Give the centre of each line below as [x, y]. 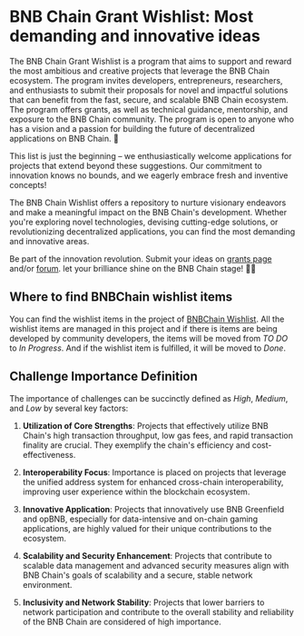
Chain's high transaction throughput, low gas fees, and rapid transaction [157, 435]
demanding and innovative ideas [135, 36]
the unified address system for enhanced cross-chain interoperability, [153, 482]
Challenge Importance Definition [103, 377]
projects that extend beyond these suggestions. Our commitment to [136, 165]
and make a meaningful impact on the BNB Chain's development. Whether [148, 212]
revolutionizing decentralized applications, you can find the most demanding [152, 231]
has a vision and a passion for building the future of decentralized [132, 128]
